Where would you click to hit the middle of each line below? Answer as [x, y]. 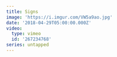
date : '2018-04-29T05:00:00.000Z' [49, 23]
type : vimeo [26, 34]
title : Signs [22, 12]
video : [14, 28]
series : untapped [28, 45]
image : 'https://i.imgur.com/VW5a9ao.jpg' [59, 17]
